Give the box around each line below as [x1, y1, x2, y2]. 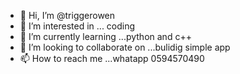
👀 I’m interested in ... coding [19, 20, 136, 32]
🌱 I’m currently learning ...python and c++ [19, 31, 192, 42]
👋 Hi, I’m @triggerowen [19, 10, 116, 21]
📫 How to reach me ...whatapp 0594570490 [19, 53, 205, 64]
